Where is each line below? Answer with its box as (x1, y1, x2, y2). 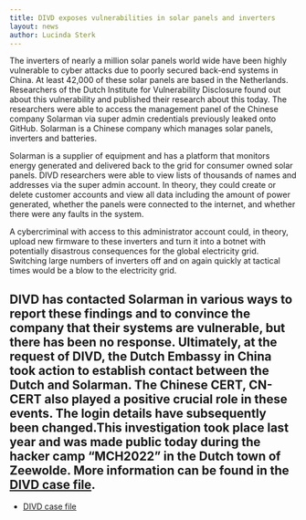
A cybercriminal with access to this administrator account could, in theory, (9, 226, 290, 237)
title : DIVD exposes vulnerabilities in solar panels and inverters (9, 13, 276, 23)
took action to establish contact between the (9, 362, 269, 379)
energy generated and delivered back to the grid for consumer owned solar (9, 161, 294, 172)
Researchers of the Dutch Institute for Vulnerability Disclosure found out (9, 84, 281, 96)
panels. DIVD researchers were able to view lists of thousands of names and (9, 170, 297, 181)
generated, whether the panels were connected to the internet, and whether (9, 199, 296, 210)
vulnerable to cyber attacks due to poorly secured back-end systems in (9, 65, 279, 76)
